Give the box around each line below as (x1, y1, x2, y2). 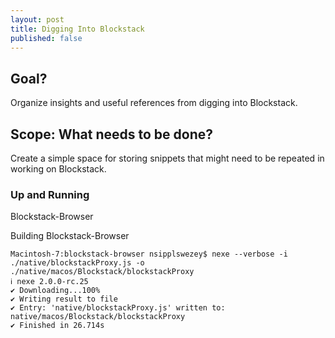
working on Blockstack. (10, 163, 107, 175)
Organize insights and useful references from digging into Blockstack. (10, 97, 298, 109)
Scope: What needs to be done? (10, 126, 214, 143)
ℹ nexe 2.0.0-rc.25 (10, 277, 89, 287)
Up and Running (10, 187, 90, 201)
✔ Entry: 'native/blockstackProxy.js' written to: (10, 303, 226, 313)
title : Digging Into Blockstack (10, 24, 145, 34)
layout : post (10, 14, 65, 25)
